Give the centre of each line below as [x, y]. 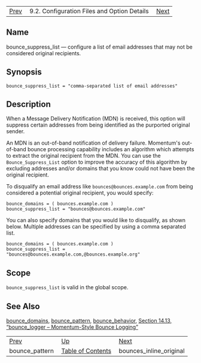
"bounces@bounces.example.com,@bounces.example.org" [73, 254]
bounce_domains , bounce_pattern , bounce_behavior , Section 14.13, [89, 321]
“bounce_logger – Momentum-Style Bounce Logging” [72, 327]
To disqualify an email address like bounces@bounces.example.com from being [100, 187]
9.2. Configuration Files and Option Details [89, 11]
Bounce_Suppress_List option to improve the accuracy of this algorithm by [97, 162]
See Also [23, 306]
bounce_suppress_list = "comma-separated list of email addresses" [92, 86]
